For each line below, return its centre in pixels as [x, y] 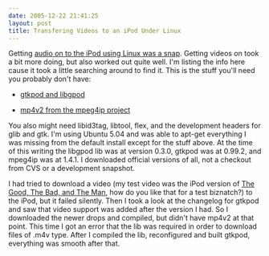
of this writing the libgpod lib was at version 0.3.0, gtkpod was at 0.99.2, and [135, 151]
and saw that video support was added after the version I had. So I [118, 209]
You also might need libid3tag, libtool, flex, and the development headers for [134, 126]
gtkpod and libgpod [53, 95]
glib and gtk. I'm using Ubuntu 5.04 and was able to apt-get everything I [127, 134]
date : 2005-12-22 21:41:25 [53, 16]
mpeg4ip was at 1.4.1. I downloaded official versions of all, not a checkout [130, 160]
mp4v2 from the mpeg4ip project [75, 110]
